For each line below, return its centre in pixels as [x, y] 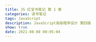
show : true [16, 28]
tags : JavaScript [23, 18]
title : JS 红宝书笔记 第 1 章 [33, 9]
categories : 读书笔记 [26, 14]
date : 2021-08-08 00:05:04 [33, 32]
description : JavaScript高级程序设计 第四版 [48, 23]
